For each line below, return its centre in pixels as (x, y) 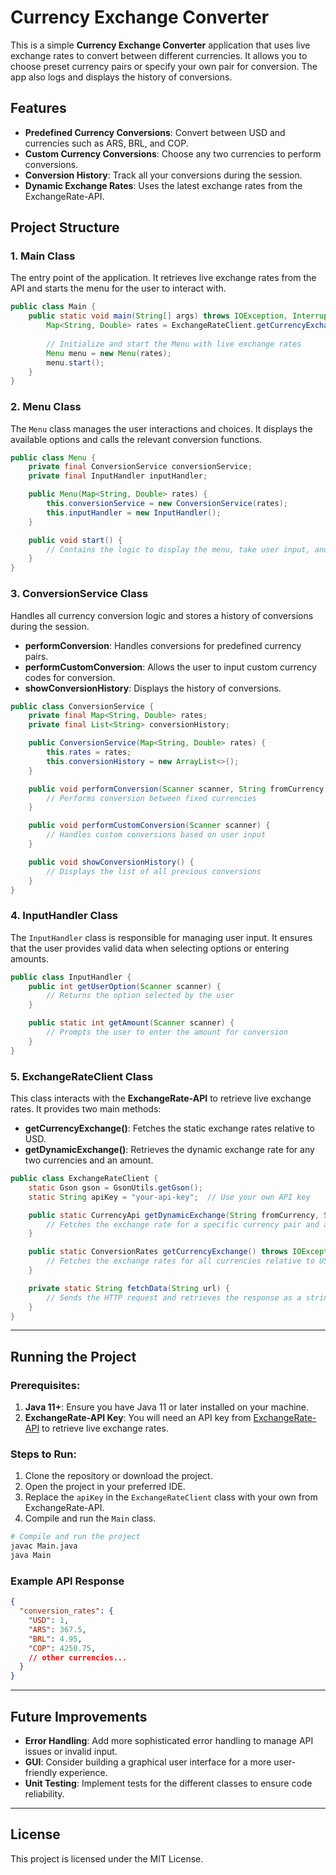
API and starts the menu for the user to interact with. (118, 288)
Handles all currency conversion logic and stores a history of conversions (162, 615)
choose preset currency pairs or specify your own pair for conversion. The (164, 66)
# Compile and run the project (75, 1537)
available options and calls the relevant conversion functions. (136, 439)
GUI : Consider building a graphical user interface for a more (148, 1762)
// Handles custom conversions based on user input (156, 835)
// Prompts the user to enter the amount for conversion (167, 1032)
